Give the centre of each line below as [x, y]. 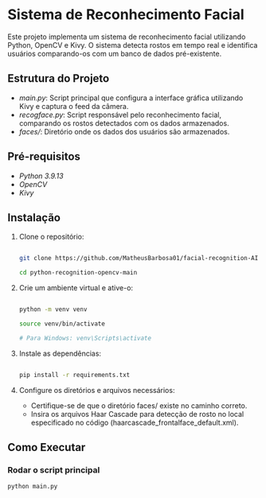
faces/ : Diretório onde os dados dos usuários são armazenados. [124, 131]
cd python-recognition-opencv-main [78, 273]
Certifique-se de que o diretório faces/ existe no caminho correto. [139, 405]
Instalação [34, 218]
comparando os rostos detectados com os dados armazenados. [124, 123]
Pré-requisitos [44, 157]
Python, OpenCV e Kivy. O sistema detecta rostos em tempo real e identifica [133, 45]
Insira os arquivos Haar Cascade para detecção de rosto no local [137, 414]
